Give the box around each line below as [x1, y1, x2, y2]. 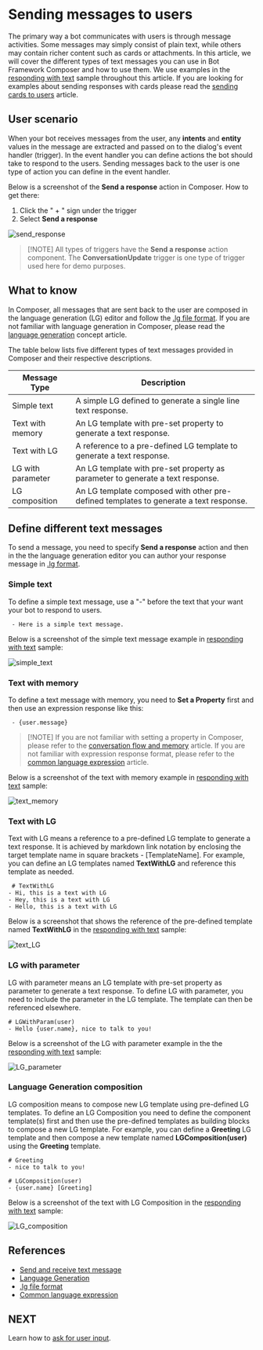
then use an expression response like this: [8, 703, 144, 712]
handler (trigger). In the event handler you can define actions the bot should [8, 150, 253, 159]
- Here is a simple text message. [11, 620, 124, 628]
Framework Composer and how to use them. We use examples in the [8, 64, 231, 74]
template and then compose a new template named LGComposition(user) [8, 1132, 248, 1142]
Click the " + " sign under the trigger [19, 206, 137, 215]
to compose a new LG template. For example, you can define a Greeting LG [8, 1125, 252, 1134]
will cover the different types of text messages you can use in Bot [8, 57, 220, 66]
